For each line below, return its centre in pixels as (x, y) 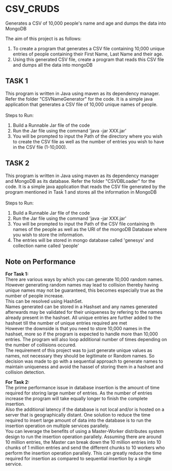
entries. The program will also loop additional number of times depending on (86, 340)
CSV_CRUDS (33, 9)
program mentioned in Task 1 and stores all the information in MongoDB (81, 192)
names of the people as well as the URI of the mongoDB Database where (90, 229)
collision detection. (25, 372)
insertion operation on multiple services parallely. (58, 426)
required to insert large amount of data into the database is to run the (78, 420)
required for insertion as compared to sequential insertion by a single (78, 459)
